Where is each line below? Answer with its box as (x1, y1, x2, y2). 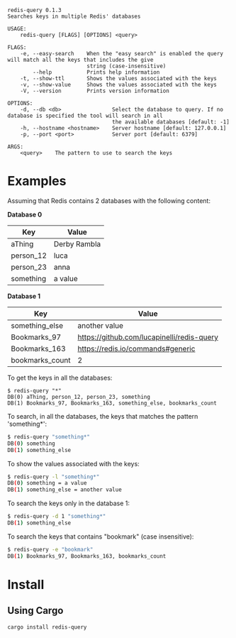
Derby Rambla (53, 238, 101, 248)
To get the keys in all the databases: (7, 373, 113, 382)
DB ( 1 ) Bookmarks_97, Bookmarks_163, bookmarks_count (7, 552, 167, 560)
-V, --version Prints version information (20, 87, 170, 94)
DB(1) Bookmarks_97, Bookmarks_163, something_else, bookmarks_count (7, 400, 218, 407)
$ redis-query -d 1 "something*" (7, 513, 106, 520)
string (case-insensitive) (86, 62, 167, 70)
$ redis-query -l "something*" (7, 473, 100, 480)
